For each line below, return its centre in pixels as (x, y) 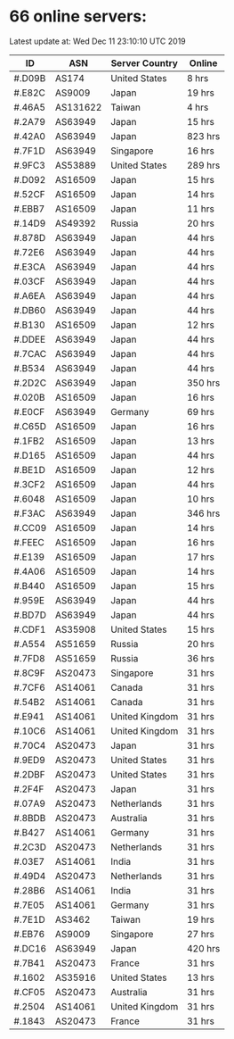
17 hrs (201, 557)
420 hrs (203, 948)
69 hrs (201, 411)
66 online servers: (78, 17)
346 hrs (203, 513)
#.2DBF (30, 774)
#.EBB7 (29, 209)
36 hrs (201, 658)
